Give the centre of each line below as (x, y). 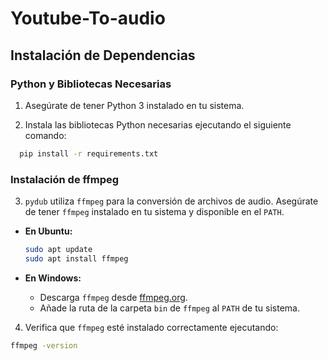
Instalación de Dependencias (103, 55)
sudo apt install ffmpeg (76, 258)
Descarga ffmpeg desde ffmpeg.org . (113, 297)
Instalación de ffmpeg (65, 179)
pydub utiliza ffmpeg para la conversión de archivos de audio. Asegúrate (171, 201)
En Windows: (53, 278)
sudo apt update (58, 250)
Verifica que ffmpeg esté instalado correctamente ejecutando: (151, 327)
